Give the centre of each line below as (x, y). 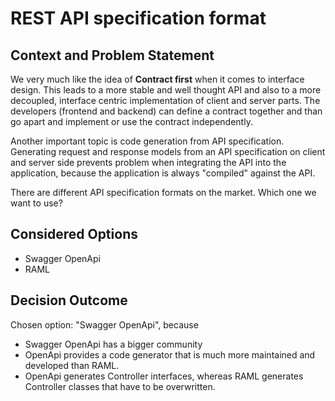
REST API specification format (138, 18)
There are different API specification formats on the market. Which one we (163, 192)
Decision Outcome (69, 300)
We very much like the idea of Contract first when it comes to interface (157, 79)
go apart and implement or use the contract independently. (131, 121)
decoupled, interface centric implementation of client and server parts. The (165, 100)
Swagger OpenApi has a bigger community (113, 344)
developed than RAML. (72, 365)
